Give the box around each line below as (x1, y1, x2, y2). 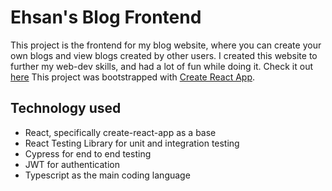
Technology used (10, 100, 122, 117)
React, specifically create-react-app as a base (24, 126, 217, 138)
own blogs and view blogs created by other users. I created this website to (10, 49, 318, 61)
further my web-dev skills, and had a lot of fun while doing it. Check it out (10, 60, 314, 72)
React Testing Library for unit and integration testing (24, 137, 240, 149)
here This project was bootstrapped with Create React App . (10, 71, 256, 83)
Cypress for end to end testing (24, 147, 152, 160)
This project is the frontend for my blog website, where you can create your (10, 39, 322, 51)
